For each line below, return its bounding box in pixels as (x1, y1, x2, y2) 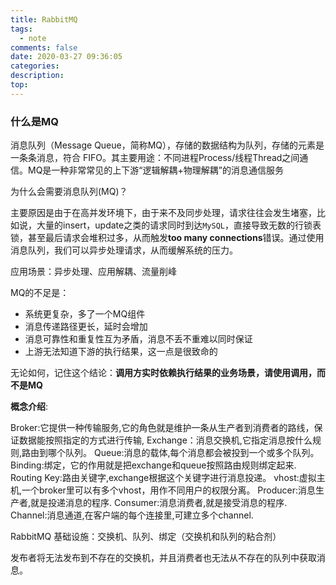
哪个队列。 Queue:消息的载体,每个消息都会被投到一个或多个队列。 (48, 447, 320, 459)
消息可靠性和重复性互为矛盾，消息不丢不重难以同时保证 (24, 333, 253, 345)
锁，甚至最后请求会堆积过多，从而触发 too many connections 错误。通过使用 (10, 232, 325, 244)
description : (10, 71, 65, 81)
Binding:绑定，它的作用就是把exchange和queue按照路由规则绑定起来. (10, 459, 297, 471)
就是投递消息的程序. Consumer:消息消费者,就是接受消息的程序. (30, 497, 288, 509)
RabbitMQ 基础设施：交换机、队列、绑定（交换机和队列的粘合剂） (10, 531, 282, 543)
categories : (10, 61, 60, 71)
